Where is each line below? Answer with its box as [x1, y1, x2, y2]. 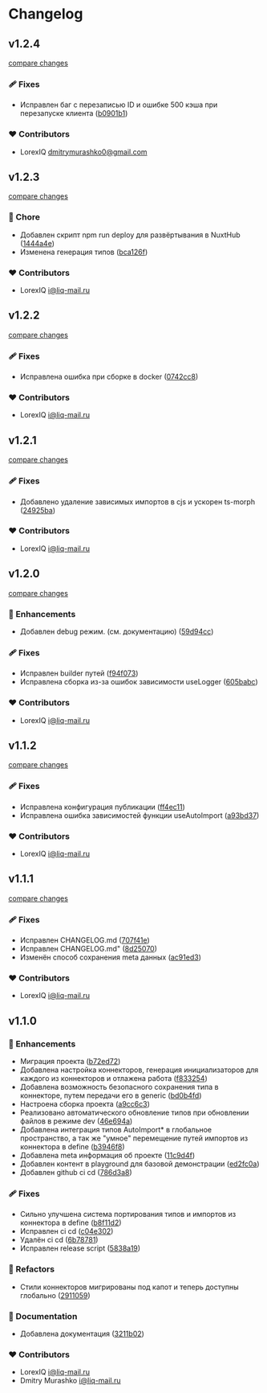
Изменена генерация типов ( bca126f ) [19, 247, 148, 257]
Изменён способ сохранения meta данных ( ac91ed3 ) [19, 952, 202, 962]
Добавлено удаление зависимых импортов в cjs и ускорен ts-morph [19, 496, 255, 507]
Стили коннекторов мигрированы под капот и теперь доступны [19, 1282, 239, 1292]
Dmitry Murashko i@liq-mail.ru [19, 1376, 122, 1386]
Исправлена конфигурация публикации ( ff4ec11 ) [19, 802, 186, 812]
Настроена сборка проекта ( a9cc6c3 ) [19, 1099, 150, 1109]
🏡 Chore [8, 212, 40, 223]
